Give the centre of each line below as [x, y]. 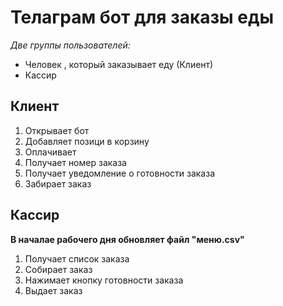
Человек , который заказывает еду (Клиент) [119, 64]
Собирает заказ [58, 269]
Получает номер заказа [75, 162]
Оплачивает [50, 152]
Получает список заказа [77, 258]
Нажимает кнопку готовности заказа [104, 280]
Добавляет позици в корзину [87, 141]
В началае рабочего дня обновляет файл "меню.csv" [127, 239]
